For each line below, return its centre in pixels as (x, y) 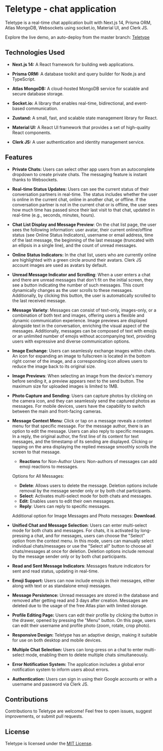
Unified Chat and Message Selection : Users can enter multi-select (80, 525)
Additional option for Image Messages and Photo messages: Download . (84, 516)
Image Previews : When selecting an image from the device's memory (82, 375)
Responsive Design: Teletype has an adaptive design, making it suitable (84, 635)
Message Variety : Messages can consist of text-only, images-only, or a (84, 310)
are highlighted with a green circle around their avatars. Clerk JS (77, 260)
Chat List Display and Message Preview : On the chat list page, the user (84, 224)
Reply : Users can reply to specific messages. (65, 506)
